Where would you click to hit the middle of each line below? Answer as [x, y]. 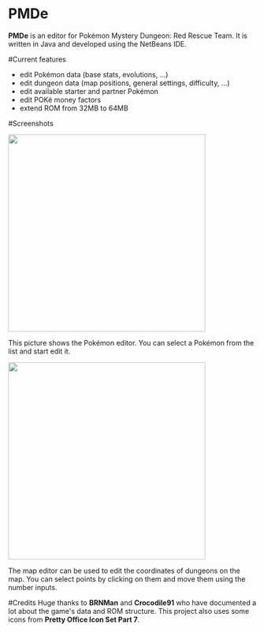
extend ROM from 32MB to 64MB [74, 108]
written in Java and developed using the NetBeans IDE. [97, 43]
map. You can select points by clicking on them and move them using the [127, 579]
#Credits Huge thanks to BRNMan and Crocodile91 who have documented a [132, 602]
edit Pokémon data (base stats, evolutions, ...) [94, 74]
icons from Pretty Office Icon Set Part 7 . [74, 619]
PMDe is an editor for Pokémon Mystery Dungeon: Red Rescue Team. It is [128, 36]
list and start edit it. [39, 351]
